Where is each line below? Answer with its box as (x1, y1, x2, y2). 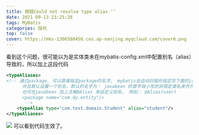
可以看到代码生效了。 (13, 123, 66, 129)
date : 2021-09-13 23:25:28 (6, 14, 73, 20)
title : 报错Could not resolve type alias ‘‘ (6, 8, 116, 15)
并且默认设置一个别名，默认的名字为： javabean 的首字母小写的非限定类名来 (21, 83, 185, 89)
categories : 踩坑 (6, 25, 47, 31)
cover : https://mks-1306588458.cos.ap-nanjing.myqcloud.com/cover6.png (6, 36, 187, 42)
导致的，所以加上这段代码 (6, 60, 69, 67)
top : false (6, 31, 33, 37)
